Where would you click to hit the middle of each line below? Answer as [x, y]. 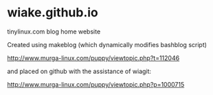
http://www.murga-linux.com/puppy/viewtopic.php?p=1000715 [96, 84]
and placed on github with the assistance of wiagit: [79, 71]
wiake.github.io [53, 13]
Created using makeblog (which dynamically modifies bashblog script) [107, 44]
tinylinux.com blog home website [54, 31]
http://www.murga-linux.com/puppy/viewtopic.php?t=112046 [93, 58]
